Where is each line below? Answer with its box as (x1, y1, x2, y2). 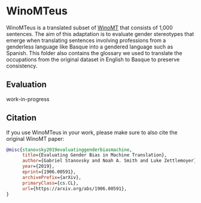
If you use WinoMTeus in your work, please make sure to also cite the (6, 129, 178, 136)
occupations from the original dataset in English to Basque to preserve (6, 56, 180, 63)
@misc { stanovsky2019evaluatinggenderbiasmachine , (6, 147, 133, 153)
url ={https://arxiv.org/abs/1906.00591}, (22, 186, 127, 192)
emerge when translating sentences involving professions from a (6, 37, 166, 44)
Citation (6, 113, 37, 123)
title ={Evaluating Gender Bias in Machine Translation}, (22, 152, 167, 158)
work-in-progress (6, 95, 50, 102)
